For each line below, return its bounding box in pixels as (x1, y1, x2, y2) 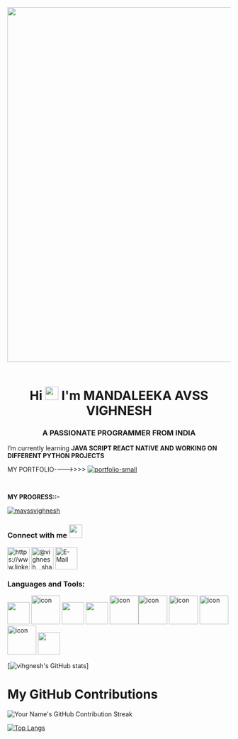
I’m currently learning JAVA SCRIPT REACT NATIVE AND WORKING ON (7, 444, 217, 452)
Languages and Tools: (7, 579, 85, 589)
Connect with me (7, 530, 67, 540)
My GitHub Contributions (7, 687, 158, 703)
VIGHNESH (86, 403, 152, 419)
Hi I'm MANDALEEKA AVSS (29, 388, 209, 404)
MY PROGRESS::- (7, 493, 60, 501)
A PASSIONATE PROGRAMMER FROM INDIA (42, 428, 196, 438)
